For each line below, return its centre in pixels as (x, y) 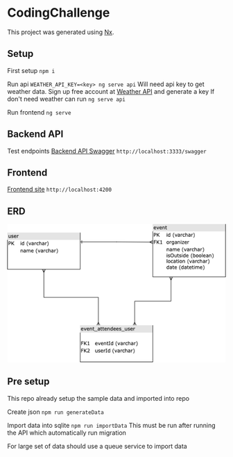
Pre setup (28, 382)
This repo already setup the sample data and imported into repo (98, 398)
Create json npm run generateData (55, 412)
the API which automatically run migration (67, 433)
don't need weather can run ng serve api (67, 99)
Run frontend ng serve (39, 112)
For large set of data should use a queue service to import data (97, 446)
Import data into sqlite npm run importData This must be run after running (112, 425)
